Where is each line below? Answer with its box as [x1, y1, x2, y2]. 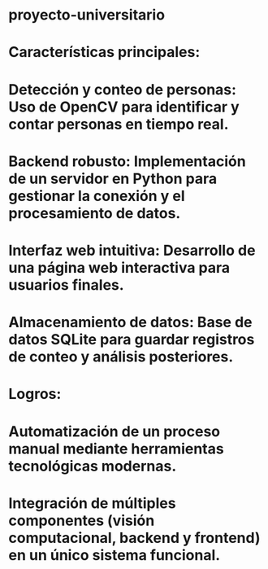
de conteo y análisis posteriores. [8, 348, 234, 366]
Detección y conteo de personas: [8, 80, 237, 98]
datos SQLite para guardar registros [8, 330, 255, 349]
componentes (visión [8, 511, 155, 530]
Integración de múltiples [8, 494, 176, 512]
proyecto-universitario [8, 6, 165, 24]
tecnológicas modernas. [8, 457, 177, 475]
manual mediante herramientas [8, 440, 225, 457]
